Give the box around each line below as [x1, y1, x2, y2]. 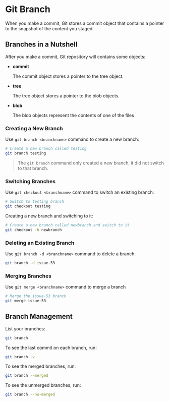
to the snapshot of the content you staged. [5, 25, 94, 31]
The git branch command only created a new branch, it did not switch [17, 160, 164, 166]
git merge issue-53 [5, 298, 46, 303]
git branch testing [5, 150, 46, 156]
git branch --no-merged [5, 392, 55, 397]
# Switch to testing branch [5, 199, 65, 204]
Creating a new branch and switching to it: [5, 213, 93, 219]
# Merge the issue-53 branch [5, 294, 67, 299]
